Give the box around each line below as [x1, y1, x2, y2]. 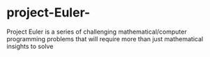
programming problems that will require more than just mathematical [6, 34, 204, 43]
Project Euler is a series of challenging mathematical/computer [6, 27, 187, 36]
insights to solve [6, 42, 54, 50]
